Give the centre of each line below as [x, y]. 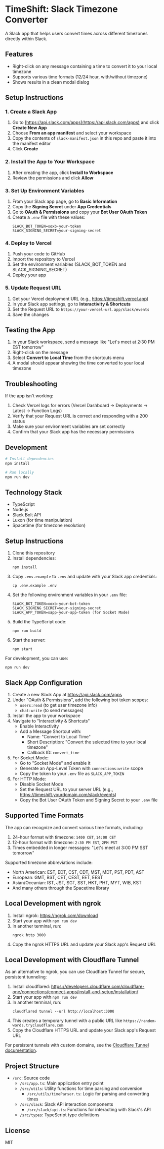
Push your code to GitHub [39, 254]
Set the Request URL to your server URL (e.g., [66, 789]
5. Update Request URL [33, 288]
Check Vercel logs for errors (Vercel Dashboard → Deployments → [80, 406]
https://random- [140, 1021]
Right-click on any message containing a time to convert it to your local [84, 66]
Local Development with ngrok [53, 904]
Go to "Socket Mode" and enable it [55, 763]
